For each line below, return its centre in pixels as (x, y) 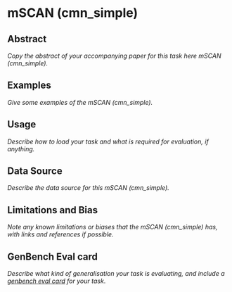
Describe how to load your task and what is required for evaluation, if (108, 141)
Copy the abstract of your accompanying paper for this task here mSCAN (114, 56)
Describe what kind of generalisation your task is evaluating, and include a (116, 274)
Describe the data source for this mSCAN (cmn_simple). (89, 188)
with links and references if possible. (60, 234)
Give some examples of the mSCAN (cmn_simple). (80, 102)
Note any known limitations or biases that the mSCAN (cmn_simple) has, (112, 227)
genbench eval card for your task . (57, 281)
